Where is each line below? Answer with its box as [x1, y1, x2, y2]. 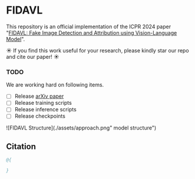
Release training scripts [14, 100, 72, 107]
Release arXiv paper [14, 92, 64, 100]
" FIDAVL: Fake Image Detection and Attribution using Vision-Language [6, 29, 177, 36]
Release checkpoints [14, 112, 66, 120]
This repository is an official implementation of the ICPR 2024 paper [6, 23, 171, 30]
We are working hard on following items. [6, 81, 104, 88]
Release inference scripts [14, 106, 77, 113]
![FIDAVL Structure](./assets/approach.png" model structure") [6, 124, 157, 131]
